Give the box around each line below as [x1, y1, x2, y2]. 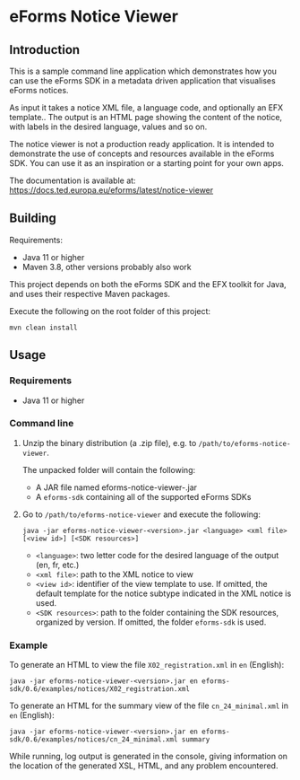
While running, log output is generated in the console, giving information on [9, 751, 288, 762]
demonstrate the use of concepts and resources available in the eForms [9, 148, 275, 159]
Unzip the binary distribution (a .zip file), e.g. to [21, 437, 197, 448]
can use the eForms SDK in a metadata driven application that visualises [9, 75, 276, 86]
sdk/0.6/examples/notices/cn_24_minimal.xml [9, 735, 178, 744]
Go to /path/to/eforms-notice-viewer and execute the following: [21, 509, 261, 520]
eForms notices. [9, 85, 69, 95]
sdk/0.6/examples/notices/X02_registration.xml [9, 685, 191, 694]
